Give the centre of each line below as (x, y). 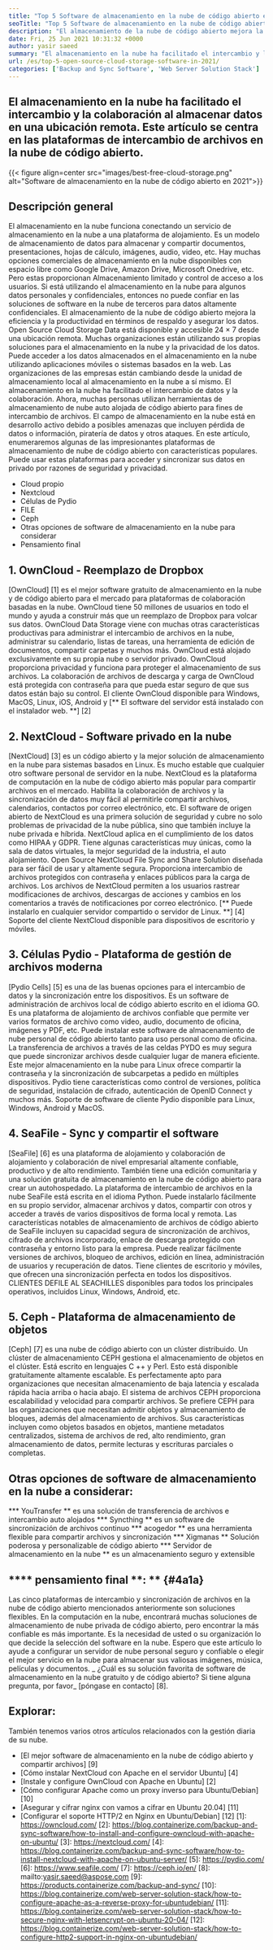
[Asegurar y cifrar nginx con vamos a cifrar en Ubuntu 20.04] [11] (130, 1807)
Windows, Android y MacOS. (56, 1108)
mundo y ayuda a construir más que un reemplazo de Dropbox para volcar (133, 616)
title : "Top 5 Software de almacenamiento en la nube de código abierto (134, 16)
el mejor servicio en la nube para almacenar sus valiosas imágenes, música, (136, 1660)
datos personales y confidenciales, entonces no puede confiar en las (124, 295)
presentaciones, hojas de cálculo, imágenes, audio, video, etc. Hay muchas (135, 252)
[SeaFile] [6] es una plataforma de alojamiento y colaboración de (117, 1153)
